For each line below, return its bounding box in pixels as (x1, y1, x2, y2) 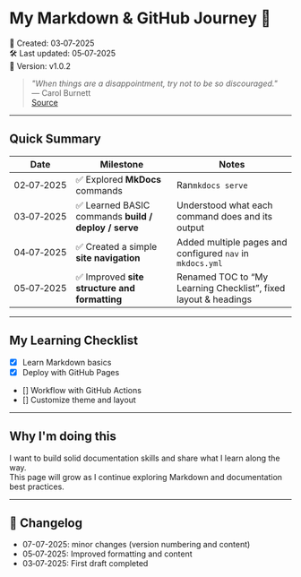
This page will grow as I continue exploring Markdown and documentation (9, 471, 283, 482)
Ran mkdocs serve (176, 178, 248, 191)
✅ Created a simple (75, 240, 158, 253)
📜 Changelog (9, 515, 83, 530)
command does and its (176, 210, 273, 222)
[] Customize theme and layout (21, 394, 136, 405)
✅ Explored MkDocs (75, 173, 162, 185)
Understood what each (176, 199, 273, 211)
